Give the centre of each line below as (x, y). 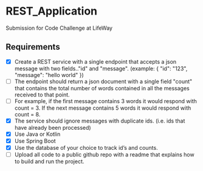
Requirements (33, 47)
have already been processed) (53, 128)
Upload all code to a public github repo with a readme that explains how (105, 155)
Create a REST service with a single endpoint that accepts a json (95, 61)
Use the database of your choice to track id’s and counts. (86, 148)
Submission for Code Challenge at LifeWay (59, 28)
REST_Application (52, 11)
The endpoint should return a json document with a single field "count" (103, 81)
